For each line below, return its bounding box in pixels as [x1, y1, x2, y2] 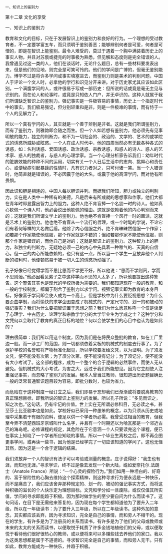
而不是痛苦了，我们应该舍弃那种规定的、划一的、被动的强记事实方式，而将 [5, 481, 158, 486]
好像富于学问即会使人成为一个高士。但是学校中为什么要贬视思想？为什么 [13, 292, 163, 298]
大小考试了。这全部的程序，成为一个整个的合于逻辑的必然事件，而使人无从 [9, 359, 163, 365]
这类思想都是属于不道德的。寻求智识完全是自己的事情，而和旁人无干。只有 [9, 537, 163, 543]
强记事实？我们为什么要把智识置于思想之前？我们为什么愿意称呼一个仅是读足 [5, 305, 163, 311]
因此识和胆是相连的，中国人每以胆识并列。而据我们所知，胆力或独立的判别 [5, 188, 158, 194]
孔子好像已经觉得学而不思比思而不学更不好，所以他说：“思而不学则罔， [5, 267, 152, 273]
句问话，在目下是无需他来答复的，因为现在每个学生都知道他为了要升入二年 [5, 499, 158, 505]
